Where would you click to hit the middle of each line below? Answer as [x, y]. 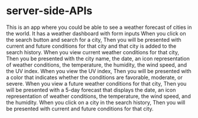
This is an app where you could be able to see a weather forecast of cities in [99, 27]
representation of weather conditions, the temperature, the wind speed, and [98, 96]
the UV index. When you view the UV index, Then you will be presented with [99, 71]
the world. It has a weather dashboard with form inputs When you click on [96, 33]
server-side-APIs [49, 11]
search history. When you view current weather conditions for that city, [92, 52]
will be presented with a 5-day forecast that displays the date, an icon [91, 90]
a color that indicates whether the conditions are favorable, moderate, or [95, 77]
